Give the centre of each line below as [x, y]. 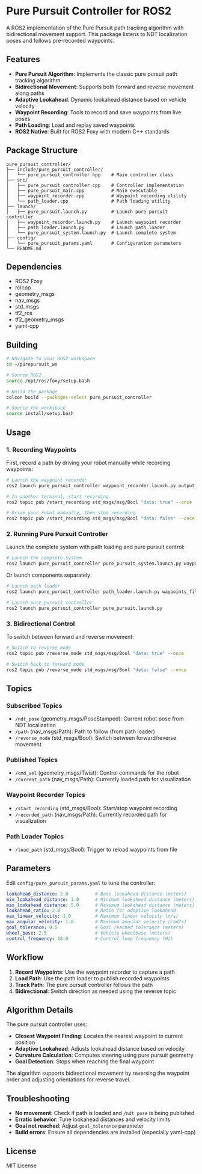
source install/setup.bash [40, 414]
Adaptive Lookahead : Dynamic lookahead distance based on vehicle [100, 99]
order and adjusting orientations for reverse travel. [69, 1080]
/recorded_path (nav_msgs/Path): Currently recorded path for [91, 814]
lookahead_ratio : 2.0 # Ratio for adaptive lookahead [91, 911]
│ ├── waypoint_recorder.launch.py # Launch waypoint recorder [94, 222]
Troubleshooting [38, 1099]
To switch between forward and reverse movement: [70, 636]
